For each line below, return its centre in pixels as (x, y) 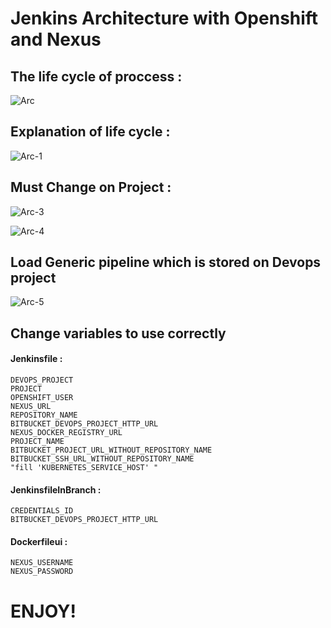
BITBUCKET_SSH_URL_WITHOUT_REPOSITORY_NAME (102, 459)
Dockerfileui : (39, 541)
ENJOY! (43, 611)
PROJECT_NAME (37, 442)
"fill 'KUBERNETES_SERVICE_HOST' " (84, 468)
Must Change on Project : (91, 187)
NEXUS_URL (31, 407)
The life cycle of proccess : (96, 76)
